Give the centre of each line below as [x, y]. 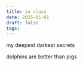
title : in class [26, 12]
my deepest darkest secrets [41, 45]
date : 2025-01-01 [28, 17]
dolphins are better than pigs [42, 56]
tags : [13, 28]
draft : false [22, 23]
